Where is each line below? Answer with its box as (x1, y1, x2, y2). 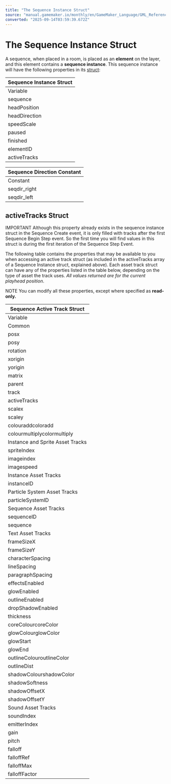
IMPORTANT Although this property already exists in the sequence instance (5, 225, 164, 231)
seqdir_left (8, 194, 33, 201)
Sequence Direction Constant (8, 169, 81, 176)
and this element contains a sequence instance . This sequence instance (5, 61, 158, 67)
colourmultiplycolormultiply (8, 430, 73, 437)
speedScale (8, 121, 37, 128)
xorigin (8, 355, 24, 363)
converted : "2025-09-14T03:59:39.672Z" (5, 17, 90, 22)
